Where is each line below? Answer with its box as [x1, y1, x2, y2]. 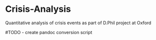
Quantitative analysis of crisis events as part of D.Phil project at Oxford [5, 20, 151, 26]
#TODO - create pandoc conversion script [5, 29, 93, 35]
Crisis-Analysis [5, 3, 71, 15]
